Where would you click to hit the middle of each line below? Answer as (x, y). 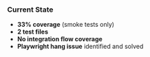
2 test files (32, 32)
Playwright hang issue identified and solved (80, 47)
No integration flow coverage (60, 39)
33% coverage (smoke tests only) (66, 25)
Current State (30, 10)
